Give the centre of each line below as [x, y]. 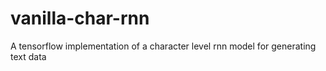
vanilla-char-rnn [80, 18]
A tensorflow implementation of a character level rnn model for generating [163, 46]
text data [28, 56]
